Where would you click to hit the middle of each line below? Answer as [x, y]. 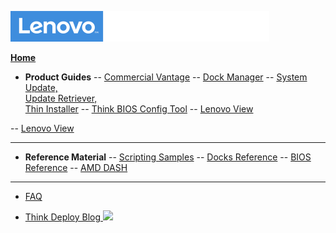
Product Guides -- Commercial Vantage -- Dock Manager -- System [166, 77]
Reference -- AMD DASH [76, 167]
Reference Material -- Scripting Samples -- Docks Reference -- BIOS [168, 157]
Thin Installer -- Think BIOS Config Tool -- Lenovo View [139, 109]
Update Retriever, [61, 98]
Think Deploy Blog [63, 217]
